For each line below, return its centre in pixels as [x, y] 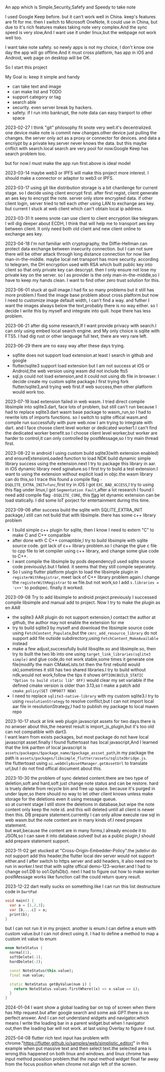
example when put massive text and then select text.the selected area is [78, 1048]
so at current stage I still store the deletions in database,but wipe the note [80, 804]
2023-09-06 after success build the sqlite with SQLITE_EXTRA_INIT [74, 510]
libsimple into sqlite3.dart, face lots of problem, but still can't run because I [81, 407]
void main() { [20, 901]
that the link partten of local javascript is [46, 747]
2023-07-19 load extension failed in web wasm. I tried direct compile [75, 401]
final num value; [27, 975]
